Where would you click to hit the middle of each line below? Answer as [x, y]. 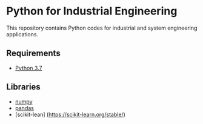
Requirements [33, 54]
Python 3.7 [28, 68]
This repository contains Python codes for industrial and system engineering [102, 28]
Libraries [23, 87]
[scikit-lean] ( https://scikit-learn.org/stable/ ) [70, 114]
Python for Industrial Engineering [92, 11]
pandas [25, 108]
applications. [22, 34]
